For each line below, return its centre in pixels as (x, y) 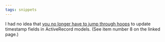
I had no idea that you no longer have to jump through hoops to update (78, 24)
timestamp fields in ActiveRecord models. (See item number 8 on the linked (83, 29)
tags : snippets (21, 10)
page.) (12, 34)
